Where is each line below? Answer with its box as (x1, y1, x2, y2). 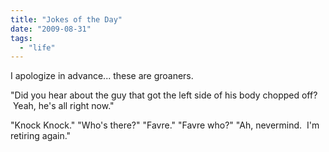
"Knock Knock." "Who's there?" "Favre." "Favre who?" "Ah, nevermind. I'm (10, 119, 320, 131)
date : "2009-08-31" (10, 24, 92, 34)
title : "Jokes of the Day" (10, 14, 123, 25)
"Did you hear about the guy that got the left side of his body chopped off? (10, 89, 318, 101)
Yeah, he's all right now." (12, 100, 115, 112)
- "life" (19, 42, 56, 53)
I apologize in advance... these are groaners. (10, 70, 194, 82)
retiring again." (10, 130, 72, 142)
